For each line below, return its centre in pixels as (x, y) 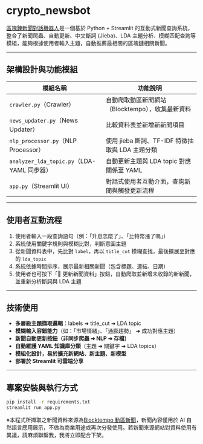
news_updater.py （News (44, 120)
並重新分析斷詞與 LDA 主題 (48, 281)
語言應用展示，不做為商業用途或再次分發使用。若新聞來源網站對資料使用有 (104, 427)
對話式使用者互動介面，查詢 (145, 181)
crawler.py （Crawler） (42, 105)
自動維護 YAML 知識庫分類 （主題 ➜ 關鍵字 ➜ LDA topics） (87, 346)
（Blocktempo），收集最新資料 (148, 109)
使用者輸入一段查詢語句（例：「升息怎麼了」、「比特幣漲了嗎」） (92, 236)
